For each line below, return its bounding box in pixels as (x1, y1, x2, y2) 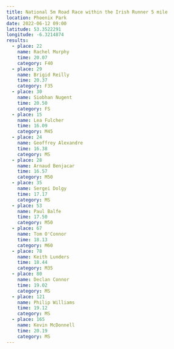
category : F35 (17, 83, 53, 89)
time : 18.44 (17, 260, 48, 266)
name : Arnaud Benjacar (17, 163, 75, 169)
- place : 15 (12, 111, 43, 118)
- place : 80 (12, 271, 43, 277)
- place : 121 (12, 293, 45, 300)
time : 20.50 (17, 100, 48, 106)
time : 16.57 (17, 168, 48, 174)
